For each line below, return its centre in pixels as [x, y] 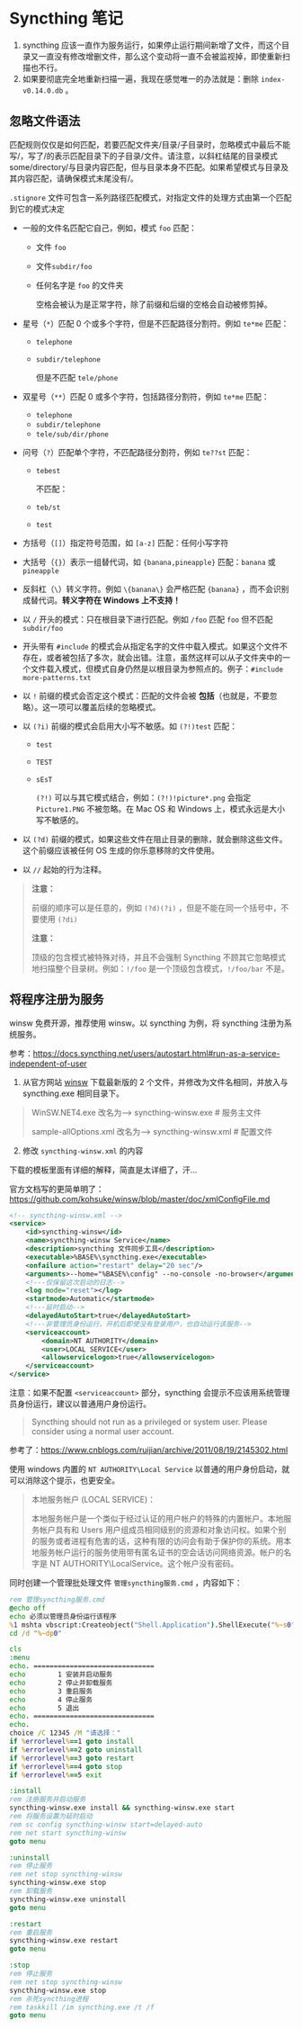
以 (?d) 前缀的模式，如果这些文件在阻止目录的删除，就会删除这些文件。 [155, 839]
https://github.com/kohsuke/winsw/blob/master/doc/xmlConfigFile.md [140, 1199]
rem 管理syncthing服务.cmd [57, 1600]
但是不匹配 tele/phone [77, 377]
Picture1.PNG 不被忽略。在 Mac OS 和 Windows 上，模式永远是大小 [160, 808]
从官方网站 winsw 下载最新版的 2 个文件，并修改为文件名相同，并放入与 [155, 1082]
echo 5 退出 [44, 1708]
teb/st [48, 507]
